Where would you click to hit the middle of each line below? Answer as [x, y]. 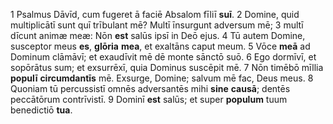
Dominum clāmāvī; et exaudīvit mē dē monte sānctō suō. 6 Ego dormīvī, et [163, 57]
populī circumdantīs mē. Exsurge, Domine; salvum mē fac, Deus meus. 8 [162, 78]
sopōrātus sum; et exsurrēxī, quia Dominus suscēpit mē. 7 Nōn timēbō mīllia [167, 67]
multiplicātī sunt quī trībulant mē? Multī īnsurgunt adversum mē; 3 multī [157, 25]
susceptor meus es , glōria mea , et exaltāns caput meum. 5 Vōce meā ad [160, 46]
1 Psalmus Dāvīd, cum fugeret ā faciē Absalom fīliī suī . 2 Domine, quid [155, 14]
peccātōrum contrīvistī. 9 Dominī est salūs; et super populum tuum [149, 99]
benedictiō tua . [41, 110]
